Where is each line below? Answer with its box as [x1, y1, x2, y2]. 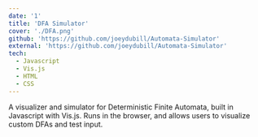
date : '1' [8, 11, 42, 20]
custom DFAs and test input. [8, 119, 103, 129]
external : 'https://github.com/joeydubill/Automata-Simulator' [8, 42, 228, 50]
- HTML [15, 72, 38, 80]
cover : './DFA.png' [8, 27, 75, 35]
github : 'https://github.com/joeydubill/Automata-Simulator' [8, 34, 221, 43]
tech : [8, 49, 27, 58]
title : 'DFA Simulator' [8, 19, 90, 28]
